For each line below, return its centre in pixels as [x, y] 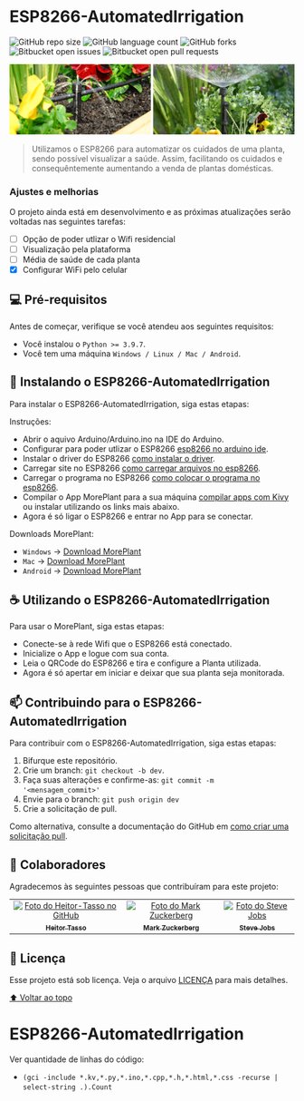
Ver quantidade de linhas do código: [77, 1059]
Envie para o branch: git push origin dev [100, 799]
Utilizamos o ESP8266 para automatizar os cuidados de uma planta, [158, 149]
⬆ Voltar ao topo [41, 997]
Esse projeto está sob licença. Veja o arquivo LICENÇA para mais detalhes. [149, 979]
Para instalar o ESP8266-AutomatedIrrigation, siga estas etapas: [129, 404]
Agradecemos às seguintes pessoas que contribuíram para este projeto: [144, 887]
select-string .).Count [67, 1087]
